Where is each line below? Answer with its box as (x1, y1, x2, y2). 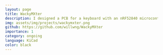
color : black (5, 43, 32, 47)
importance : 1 (5, 29, 34, 34)
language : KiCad (5, 38, 38, 43)
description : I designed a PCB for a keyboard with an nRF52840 (5, 16, 138, 21)
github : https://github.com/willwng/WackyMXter (5, 25, 103, 30)
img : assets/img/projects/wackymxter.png (5, 20, 90, 25)
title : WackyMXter (5, 11, 42, 16)
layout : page (5, 7, 32, 12)
